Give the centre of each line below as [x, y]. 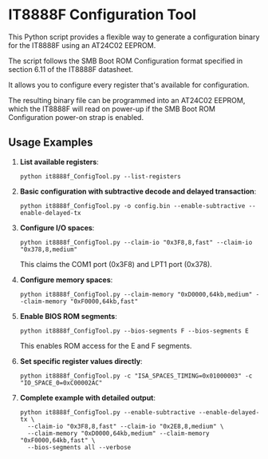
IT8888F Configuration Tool [102, 15]
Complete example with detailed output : [88, 397]
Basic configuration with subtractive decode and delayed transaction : [138, 191]
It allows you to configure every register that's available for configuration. [129, 85]
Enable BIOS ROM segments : [68, 316]
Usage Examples [51, 143]
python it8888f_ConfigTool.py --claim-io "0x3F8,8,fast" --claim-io [136, 242]
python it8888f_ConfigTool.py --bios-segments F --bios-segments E [134, 331]
